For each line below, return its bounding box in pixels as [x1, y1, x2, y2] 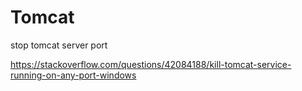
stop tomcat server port [10, 39, 108, 51]
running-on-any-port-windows [10, 69, 137, 81]
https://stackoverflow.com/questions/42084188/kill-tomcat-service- [10, 58, 292, 70]
